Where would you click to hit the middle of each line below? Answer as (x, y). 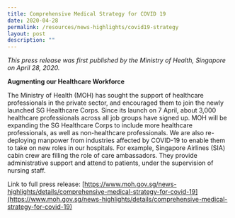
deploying (22, 140)
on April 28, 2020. (34, 68)
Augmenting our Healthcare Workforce (66, 81)
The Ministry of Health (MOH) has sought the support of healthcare (105, 96)
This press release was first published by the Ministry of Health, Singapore (117, 60)
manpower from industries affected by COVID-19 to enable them (131, 140)
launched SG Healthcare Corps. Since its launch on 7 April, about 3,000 (112, 110)
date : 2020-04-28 (33, 21)
